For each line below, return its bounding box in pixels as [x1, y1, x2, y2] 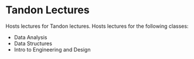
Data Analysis [13, 34, 47, 40]
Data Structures [13, 40, 52, 47]
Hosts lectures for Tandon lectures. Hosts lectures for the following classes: [5, 23, 189, 30]
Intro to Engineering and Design [13, 46, 91, 53]
